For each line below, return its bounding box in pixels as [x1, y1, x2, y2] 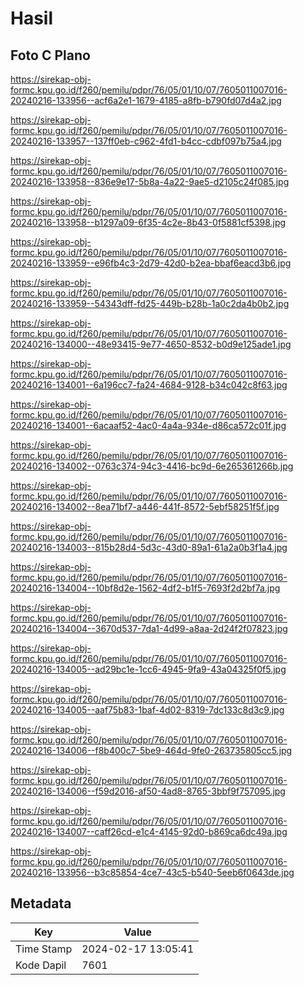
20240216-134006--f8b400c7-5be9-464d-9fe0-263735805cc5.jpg [10, 745, 293, 756]
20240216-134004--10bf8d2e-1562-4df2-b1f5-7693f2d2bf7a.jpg [10, 582, 281, 594]
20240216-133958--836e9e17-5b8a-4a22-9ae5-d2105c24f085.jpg [10, 176, 290, 187]
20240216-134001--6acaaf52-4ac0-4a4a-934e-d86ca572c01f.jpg [10, 420, 287, 431]
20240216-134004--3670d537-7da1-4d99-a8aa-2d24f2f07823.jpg [10, 623, 288, 634]
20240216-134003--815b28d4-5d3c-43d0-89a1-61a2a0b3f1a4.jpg [10, 542, 288, 553]
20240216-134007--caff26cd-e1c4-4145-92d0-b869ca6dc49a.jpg [10, 826, 288, 837]
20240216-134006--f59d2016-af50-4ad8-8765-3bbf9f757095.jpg [10, 785, 286, 797]
